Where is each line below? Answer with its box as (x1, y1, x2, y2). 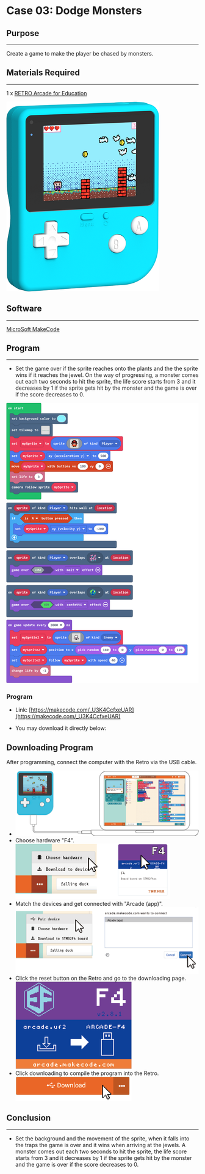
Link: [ (15, 706, 32, 713)
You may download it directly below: (15, 724, 107, 732)
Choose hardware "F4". (15, 836, 75, 844)
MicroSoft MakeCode (6, 325, 60, 333)
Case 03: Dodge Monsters (6, 4, 142, 18)
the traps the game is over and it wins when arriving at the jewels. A (15, 1141, 186, 1148)
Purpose (6, 28, 40, 38)
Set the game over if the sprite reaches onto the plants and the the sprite (15, 365, 198, 373)
